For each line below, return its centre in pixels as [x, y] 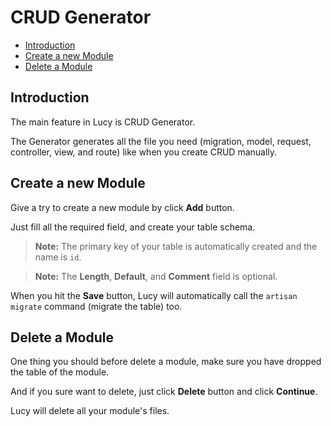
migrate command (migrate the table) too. [96, 306]
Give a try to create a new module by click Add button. [122, 207]
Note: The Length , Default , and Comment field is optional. [156, 276]
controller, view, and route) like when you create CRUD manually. [144, 152]
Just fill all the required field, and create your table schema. [133, 227]
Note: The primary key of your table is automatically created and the [176, 246]
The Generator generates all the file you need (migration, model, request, [161, 141]
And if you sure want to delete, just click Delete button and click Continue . [164, 392]
